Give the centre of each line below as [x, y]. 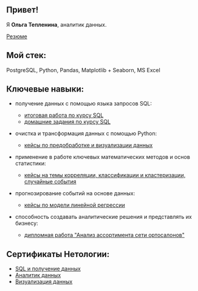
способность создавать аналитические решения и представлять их [104, 217]
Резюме [17, 36]
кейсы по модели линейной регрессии [75, 205]
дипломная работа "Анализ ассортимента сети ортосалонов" [104, 235]
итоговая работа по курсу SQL [64, 115]
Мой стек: [26, 55]
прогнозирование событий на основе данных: [75, 193]
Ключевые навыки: [45, 89]
